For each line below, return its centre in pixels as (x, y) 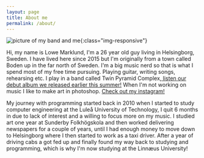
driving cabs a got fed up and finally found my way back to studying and (97, 142)
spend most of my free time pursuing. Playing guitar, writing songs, (91, 72)
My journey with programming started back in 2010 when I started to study (100, 103)
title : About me (27, 18)
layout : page (23, 12)
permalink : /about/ (31, 23)
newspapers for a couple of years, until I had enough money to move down (101, 129)
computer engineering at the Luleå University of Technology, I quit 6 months (102, 110)
